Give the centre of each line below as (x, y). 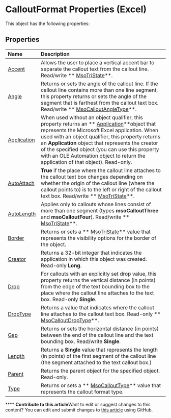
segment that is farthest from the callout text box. (99, 103)
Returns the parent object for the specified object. (100, 371)
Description (55, 54)
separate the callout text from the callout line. (95, 69)
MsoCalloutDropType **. (70, 320)
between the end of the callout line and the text (97, 335)
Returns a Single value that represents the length (99, 350)
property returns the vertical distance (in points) (98, 280)
